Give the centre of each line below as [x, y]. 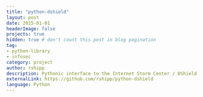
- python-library [28, 51]
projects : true [26, 34]
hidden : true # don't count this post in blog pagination [81, 40]
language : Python [28, 85]
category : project [29, 62]
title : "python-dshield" [38, 12]
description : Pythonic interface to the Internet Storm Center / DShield [102, 74]
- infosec [19, 57]
